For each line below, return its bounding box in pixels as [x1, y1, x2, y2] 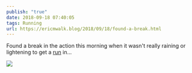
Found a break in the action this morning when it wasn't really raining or [6, 42, 186, 49]
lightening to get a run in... [6, 49, 72, 56]
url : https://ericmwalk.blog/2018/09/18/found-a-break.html [6, 25, 162, 32]
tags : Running [6, 20, 43, 26]
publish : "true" [6, 8, 47, 15]
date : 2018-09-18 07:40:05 [6, 14, 75, 21]
